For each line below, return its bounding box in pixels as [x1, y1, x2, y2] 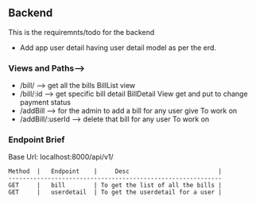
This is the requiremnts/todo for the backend [8, 27, 155, 37]
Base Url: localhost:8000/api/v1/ [8, 152, 114, 162]
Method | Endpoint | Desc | [8, 167, 223, 175]
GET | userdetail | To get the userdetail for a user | [8, 188, 223, 197]
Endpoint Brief [8, 134, 65, 145]
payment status [19, 98, 72, 107]
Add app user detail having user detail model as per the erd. [19, 43, 217, 52]
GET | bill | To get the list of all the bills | [8, 182, 223, 190]
